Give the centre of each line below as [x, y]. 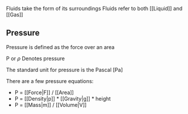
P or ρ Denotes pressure [35, 58]
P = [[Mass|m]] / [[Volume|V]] [50, 105]
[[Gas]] [15, 15]
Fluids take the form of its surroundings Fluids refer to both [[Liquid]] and [94, 8]
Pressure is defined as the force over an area [60, 47]
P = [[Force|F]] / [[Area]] [44, 92]
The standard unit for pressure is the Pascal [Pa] [64, 70]
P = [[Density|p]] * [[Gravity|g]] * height [63, 98]
